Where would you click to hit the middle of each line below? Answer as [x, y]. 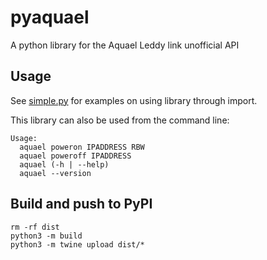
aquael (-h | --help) [64, 164]
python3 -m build [46, 236]
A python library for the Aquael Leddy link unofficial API [125, 45]
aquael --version [55, 173]
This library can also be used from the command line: [120, 120]
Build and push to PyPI [81, 204]
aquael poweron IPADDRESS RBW [82, 147]
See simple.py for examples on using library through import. [134, 100]
